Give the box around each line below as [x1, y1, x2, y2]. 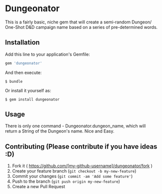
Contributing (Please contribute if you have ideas [5, 142, 157, 151]
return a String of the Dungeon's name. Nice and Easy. [5, 128, 114, 134]
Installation [5, 39, 40, 47]
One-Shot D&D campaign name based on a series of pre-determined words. [5, 24, 158, 30]
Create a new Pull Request [12, 184, 66, 190]
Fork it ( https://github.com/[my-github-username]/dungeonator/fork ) [12, 163, 153, 169]
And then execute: [5, 69, 42, 76]
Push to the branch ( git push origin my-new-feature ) [12, 178, 120, 184]
